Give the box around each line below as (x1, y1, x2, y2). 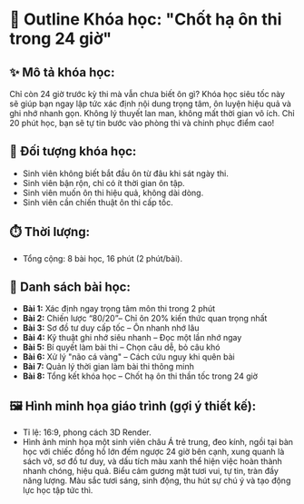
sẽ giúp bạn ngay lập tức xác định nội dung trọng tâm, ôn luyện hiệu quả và (9, 98, 292, 109)
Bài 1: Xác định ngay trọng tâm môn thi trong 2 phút (22, 303, 216, 314)
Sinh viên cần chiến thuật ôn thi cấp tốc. (22, 196, 174, 208)
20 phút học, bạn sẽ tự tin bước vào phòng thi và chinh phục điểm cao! (9, 118, 275, 128)
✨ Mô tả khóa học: (9, 64, 115, 80)
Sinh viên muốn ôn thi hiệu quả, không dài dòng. (22, 187, 204, 198)
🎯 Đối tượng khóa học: (9, 143, 137, 159)
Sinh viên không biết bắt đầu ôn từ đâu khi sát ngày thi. (22, 168, 229, 179)
